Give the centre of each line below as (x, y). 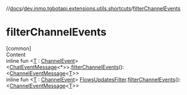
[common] (19, 48)
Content (16, 55)
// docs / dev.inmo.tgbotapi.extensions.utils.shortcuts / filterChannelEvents (93, 9)
